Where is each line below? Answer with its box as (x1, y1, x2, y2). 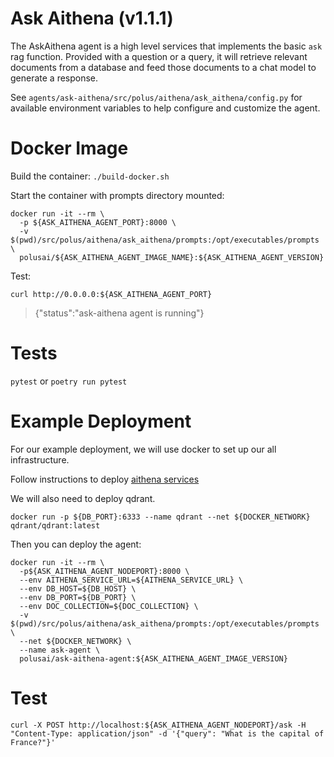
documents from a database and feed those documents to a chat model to (10, 61, 317, 73)
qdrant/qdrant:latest (10, 520, 101, 531)
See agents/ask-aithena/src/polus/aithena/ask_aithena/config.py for (10, 91, 303, 103)
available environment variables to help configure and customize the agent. (10, 102, 321, 114)
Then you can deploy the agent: (10, 538, 142, 550)
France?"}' (10, 737, 56, 747)
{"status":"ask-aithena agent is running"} (34, 307, 205, 319)
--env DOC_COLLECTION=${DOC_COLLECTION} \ (19, 601, 199, 611)
